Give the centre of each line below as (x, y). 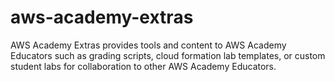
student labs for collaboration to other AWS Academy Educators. (143, 66)
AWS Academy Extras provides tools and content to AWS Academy (148, 45)
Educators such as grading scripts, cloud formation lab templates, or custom (168, 55)
